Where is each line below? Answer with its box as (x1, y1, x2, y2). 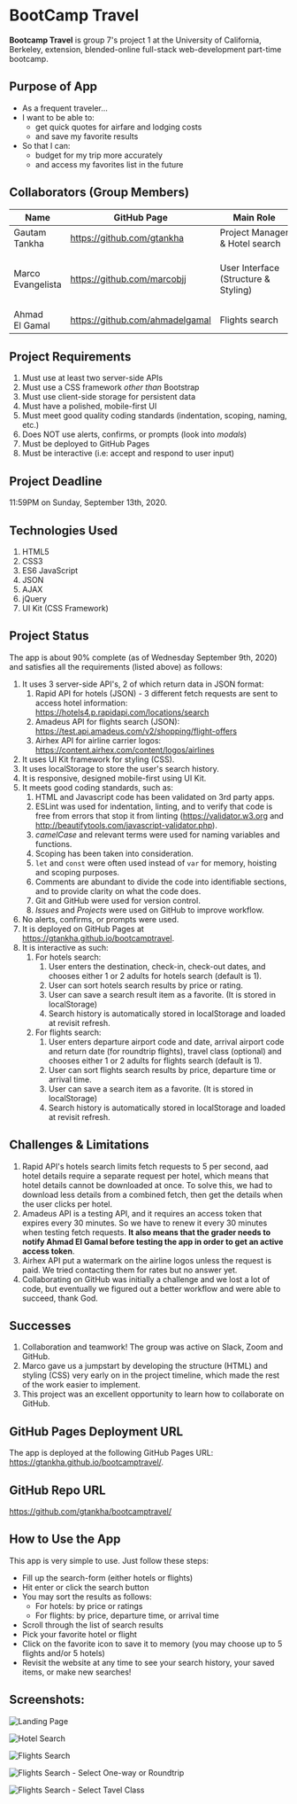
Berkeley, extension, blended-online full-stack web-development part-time (9, 43, 282, 54)
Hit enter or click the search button (21, 1582, 149, 1592)
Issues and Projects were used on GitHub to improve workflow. (34, 905, 264, 915)
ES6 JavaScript (21, 565, 79, 576)
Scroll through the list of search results (21, 1619, 164, 1630)
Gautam (13, 226, 47, 238)
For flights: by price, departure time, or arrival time (34, 1610, 219, 1621)
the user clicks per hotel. (21, 1198, 113, 1209)
